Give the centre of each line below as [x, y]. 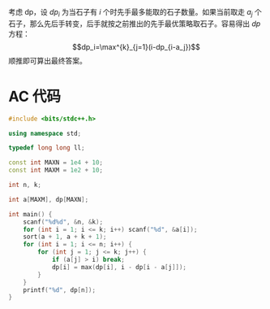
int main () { [30, 214]
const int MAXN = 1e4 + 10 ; [56, 163]
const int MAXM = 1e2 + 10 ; [56, 170]
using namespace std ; [45, 133]
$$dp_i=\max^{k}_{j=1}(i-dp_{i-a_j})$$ [136, 46]
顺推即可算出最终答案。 [47, 60]
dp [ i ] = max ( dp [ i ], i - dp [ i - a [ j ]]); [119, 267]
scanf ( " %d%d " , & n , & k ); [63, 222]
